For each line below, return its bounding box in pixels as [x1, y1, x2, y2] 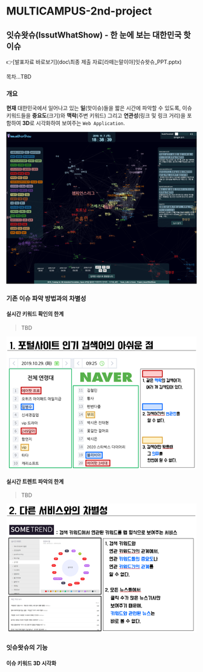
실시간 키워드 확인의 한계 [6, 310, 64, 318]
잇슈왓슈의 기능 [6, 644, 48, 652]
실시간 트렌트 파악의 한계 [6, 477, 64, 485]
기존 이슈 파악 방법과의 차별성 [6, 294, 86, 303]
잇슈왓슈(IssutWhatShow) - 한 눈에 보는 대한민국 [6, 30, 182, 40]
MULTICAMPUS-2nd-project [6, 4, 152, 18]
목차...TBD [6, 73, 32, 80]
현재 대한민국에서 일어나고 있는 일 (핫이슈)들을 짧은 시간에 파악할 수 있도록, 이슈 [6, 105, 192, 112]
